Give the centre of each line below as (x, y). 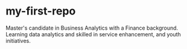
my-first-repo (41, 11)
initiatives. (18, 41)
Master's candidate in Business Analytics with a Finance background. (92, 28)
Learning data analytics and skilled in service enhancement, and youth (93, 34)
